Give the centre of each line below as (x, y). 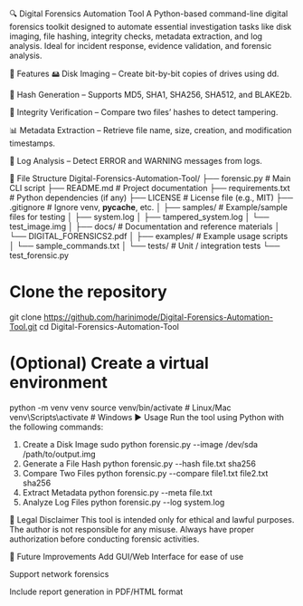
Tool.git (24, 326)
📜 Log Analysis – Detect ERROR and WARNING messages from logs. (136, 161)
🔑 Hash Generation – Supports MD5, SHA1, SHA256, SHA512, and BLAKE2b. (151, 95)
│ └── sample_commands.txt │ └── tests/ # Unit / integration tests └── (145, 245)
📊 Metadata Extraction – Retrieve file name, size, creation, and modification (151, 130)
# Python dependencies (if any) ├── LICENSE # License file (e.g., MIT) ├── (151, 197)
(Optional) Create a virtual (109, 364)
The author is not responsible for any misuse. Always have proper (132, 529)
